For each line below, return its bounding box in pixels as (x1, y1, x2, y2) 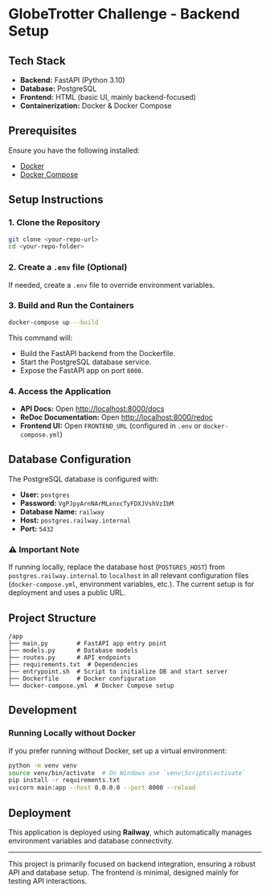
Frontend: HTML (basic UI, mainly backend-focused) (19, 92, 197, 101)
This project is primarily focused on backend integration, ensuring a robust (8, 859, 256, 868)
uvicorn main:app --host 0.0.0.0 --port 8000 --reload (8, 784, 196, 792)
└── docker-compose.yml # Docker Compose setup (8, 681, 174, 690)
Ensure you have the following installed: (8, 146, 141, 155)
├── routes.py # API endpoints (8, 653, 131, 662)
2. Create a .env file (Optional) (8, 262, 128, 273)
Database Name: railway (19, 506, 104, 516)
